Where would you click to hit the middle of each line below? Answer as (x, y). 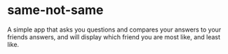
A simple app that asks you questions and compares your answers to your (114, 29)
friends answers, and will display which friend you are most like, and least (114, 36)
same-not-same (55, 10)
